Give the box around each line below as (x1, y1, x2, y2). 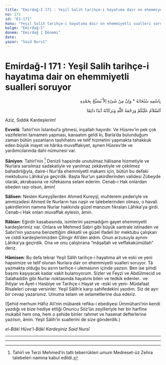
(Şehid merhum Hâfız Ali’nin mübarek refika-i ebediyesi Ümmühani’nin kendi (5, 301, 161, 307)
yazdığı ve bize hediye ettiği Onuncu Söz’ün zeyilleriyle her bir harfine (5, 306, 147, 312)
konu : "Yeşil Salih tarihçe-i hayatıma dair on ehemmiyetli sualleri (5, 21, 152, 26)
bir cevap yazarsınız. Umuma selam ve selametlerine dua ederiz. (5, 292, 137, 297)
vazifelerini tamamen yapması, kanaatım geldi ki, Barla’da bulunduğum (5, 132, 148, 138)
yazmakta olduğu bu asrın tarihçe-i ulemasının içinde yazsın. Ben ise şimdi (5, 265, 157, 271)
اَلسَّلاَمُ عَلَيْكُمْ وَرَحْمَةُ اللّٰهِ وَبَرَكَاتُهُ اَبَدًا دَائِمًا (86, 107, 161, 113)
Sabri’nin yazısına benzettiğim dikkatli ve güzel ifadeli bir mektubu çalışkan (5, 229, 157, 235)
